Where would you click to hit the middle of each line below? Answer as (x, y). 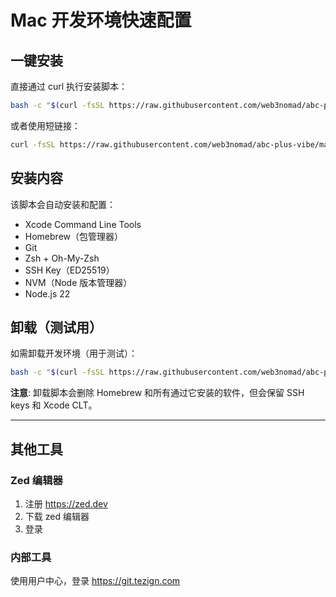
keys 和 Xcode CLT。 (54, 405)
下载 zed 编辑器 (57, 516)
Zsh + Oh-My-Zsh (62, 258)
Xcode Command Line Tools (83, 224)
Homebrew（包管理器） (73, 236)
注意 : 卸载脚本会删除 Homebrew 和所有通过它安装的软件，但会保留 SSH (157, 393)
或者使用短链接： (45, 125)
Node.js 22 (47, 293)
